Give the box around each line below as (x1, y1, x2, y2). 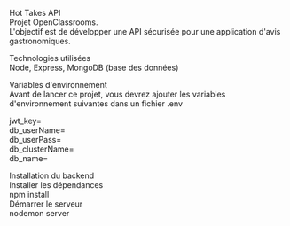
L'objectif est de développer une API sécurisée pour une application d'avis (9, 27, 281, 36)
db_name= (9, 153, 49, 163)
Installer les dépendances (9, 180, 104, 190)
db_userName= (9, 125, 66, 136)
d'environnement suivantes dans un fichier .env (9, 98, 184, 109)
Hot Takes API (9, 8, 61, 18)
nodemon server (9, 208, 70, 218)
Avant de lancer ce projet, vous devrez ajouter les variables (9, 89, 226, 99)
